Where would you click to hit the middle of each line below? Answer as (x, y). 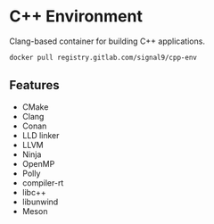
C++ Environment (76, 17)
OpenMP (38, 163)
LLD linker (41, 135)
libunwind (40, 202)
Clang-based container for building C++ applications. (107, 41)
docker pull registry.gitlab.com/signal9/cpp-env (103, 57)
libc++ (34, 192)
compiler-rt (43, 183)
